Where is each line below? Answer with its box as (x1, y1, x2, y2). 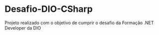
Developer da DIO (4, 25, 41, 31)
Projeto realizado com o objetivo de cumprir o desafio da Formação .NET (4, 20, 154, 26)
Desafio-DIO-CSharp (4, 3, 93, 15)
